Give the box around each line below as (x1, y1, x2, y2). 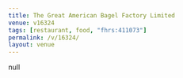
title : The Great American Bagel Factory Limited (8, 11, 176, 20)
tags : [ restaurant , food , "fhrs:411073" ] (8, 26, 147, 34)
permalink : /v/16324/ (8, 33, 80, 42)
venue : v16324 (8, 19, 55, 27)
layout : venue (8, 41, 55, 49)
